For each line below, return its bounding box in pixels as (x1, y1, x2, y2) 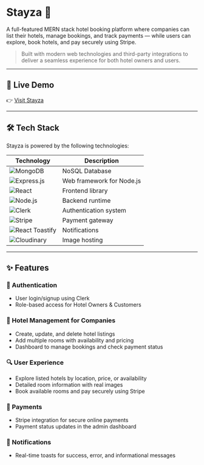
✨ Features (6, 262, 49, 273)
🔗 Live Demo (6, 80, 55, 90)
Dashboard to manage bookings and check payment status (15, 343, 163, 350)
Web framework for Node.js (62, 176, 141, 185)
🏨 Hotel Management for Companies (6, 316, 116, 325)
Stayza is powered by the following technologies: (6, 142, 129, 149)
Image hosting (62, 236, 103, 244)
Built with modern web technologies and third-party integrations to (21, 50, 188, 57)
